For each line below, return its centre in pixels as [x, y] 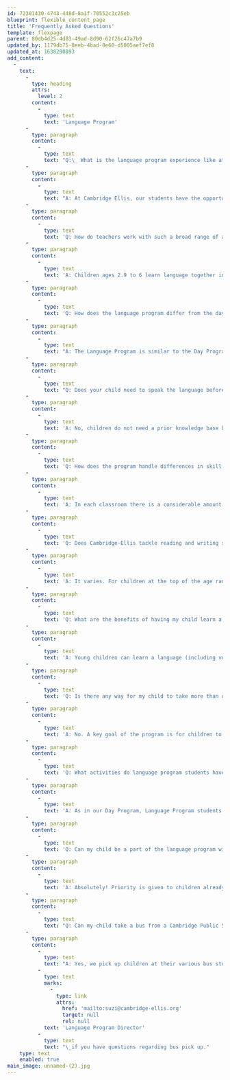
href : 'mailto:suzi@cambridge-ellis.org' [122, 1009]
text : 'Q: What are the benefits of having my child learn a [133, 620]
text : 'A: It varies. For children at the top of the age [128, 581]
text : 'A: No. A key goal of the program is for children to [133, 734]
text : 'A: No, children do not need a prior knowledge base [131, 428]
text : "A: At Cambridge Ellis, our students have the [122, 199]
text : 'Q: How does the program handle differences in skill [133, 467]
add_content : [26, 58]
